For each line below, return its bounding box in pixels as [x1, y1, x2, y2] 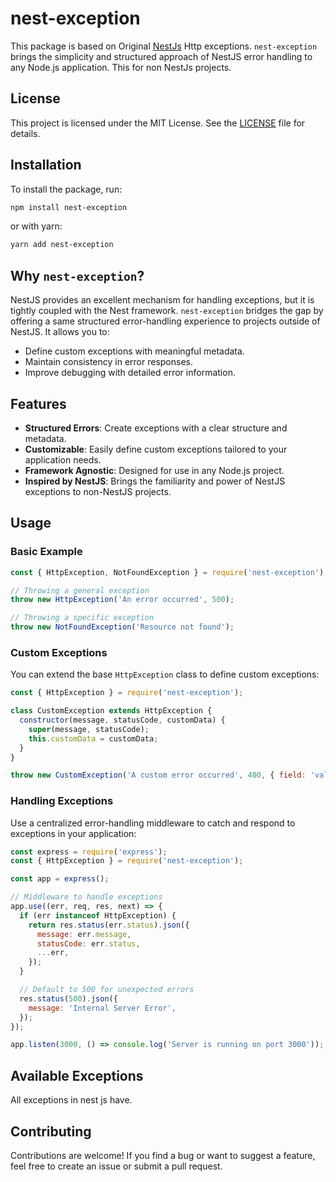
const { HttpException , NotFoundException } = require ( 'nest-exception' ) [10, 567, 325, 577]
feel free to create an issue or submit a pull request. [10, 1160, 223, 1172]
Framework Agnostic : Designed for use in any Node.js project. [24, 464, 285, 476]
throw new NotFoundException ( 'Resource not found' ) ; [10, 622, 235, 632]
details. [10, 127, 41, 139]
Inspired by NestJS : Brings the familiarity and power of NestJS [24, 475, 286, 487]
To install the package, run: [10, 183, 123, 195]
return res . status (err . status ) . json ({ [28, 920, 190, 930]
